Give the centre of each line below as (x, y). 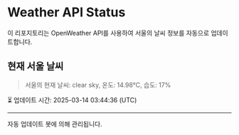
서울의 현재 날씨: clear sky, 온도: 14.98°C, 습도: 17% (98, 85)
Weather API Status (67, 12)
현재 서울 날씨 (36, 66)
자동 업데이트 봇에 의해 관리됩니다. (55, 124)
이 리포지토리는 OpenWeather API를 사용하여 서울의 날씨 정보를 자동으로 (108, 33)
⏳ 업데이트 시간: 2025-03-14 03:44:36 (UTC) (72, 99)
